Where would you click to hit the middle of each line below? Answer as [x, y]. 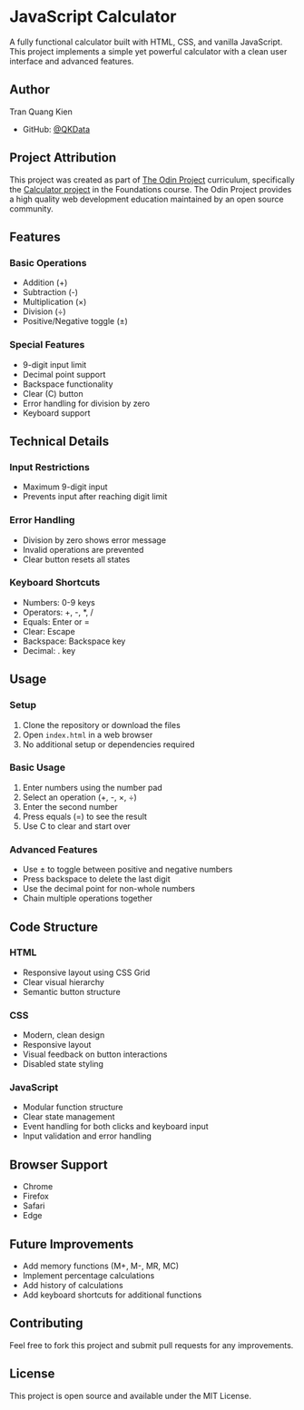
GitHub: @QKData [56, 129]
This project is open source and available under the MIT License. [131, 1395]
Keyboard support [56, 413]
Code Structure [54, 927]
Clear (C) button [53, 393]
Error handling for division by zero [86, 403]
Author [29, 89]
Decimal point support [64, 374]
